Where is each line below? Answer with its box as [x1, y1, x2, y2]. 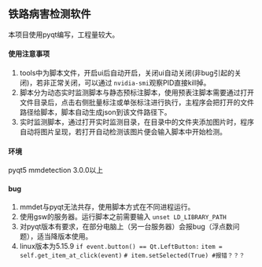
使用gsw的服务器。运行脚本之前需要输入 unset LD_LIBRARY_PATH [19, 212, 227, 221]
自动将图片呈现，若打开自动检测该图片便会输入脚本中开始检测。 [19, 127, 227, 137]
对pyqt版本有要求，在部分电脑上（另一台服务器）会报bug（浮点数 [19, 222, 234, 232]
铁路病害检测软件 [8, 7, 91, 21]
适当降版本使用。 [36, 232, 93, 241]
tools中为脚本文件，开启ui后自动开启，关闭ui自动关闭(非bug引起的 [19, 68, 234, 78]
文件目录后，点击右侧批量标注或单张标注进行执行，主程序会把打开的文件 [19, 97, 254, 108]
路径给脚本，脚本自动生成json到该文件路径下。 [19, 108, 172, 117]
